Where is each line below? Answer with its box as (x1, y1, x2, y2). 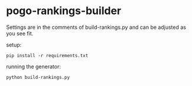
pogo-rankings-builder (6, 4, 122, 18)
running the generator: (6, 63, 61, 70)
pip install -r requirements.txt (6, 52, 89, 58)
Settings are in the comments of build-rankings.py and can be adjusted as (6, 24, 186, 31)
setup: (6, 41, 22, 48)
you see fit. (6, 29, 34, 37)
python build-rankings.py (6, 74, 70, 80)
